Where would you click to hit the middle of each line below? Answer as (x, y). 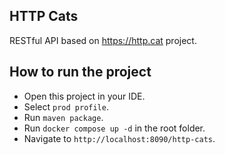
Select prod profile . (66, 106)
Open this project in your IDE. (84, 96)
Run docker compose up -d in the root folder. (114, 128)
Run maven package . (63, 117)
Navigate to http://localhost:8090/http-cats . (119, 138)
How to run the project (80, 72)
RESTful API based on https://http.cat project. (103, 40)
